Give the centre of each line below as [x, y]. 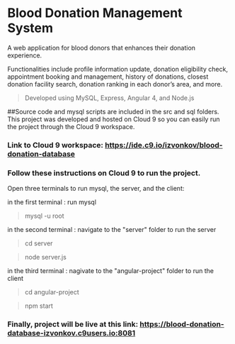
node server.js [46, 257]
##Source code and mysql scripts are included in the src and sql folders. [113, 111]
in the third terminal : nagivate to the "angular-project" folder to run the [111, 271]
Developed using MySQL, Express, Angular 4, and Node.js [109, 98]
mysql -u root [45, 216]
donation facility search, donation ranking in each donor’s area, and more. [115, 84]
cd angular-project [52, 292]
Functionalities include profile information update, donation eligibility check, [118, 69]
